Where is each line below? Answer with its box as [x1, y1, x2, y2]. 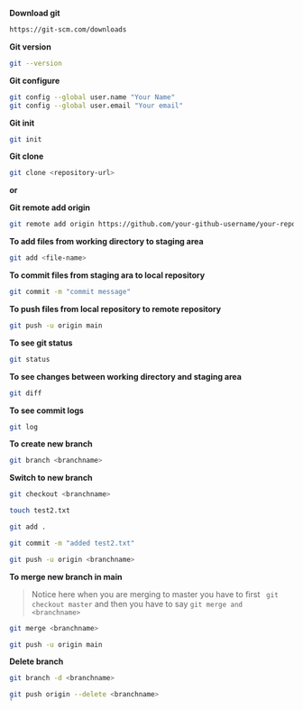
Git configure [9, 75, 60, 86]
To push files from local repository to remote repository [9, 303, 222, 314]
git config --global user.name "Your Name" [9, 92, 176, 102]
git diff [9, 388, 42, 398]
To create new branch [9, 438, 93, 449]
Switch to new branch [9, 473, 93, 484]
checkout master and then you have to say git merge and [31, 598, 243, 609]
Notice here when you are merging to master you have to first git [31, 588, 280, 599]
